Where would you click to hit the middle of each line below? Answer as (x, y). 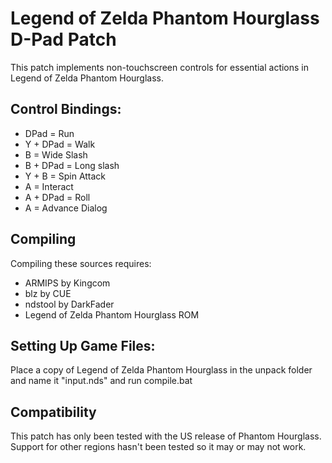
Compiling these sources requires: (81, 263)
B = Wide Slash (56, 154)
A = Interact (49, 186)
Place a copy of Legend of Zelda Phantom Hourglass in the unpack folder (161, 370)
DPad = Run (49, 133)
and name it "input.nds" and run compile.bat (101, 381)
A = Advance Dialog (66, 208)
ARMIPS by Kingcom (67, 283)
